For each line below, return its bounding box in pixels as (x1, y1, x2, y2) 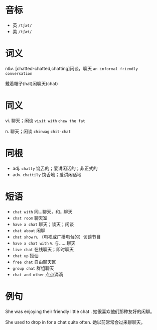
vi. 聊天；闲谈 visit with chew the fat (5, 118, 85, 124)
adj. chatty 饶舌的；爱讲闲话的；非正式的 (12, 165, 98, 171)
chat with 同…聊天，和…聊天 (12, 208, 73, 214)
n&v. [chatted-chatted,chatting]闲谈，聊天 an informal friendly (5, 65, 138, 71)
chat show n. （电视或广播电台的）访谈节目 (12, 234, 101, 240)
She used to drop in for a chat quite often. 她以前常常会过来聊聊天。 (5, 319, 145, 325)
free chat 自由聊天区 (12, 259, 57, 265)
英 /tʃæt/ (12, 22, 32, 28)
